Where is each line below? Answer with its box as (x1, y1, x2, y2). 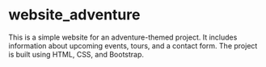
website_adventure (8, 6, 141, 24)
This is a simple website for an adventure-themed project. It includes (8, 32, 238, 42)
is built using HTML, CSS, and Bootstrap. (8, 49, 144, 59)
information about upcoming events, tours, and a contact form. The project (8, 40, 258, 50)
